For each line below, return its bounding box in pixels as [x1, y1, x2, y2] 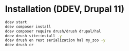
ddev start [5, 20, 27, 25]
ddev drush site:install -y [5, 33, 62, 38]
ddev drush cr [5, 43, 34, 48]
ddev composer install [5, 24, 51, 29]
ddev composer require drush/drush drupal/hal [5, 28, 101, 34]
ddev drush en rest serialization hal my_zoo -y [5, 38, 106, 43]
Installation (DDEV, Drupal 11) [5, 3, 125, 15]
